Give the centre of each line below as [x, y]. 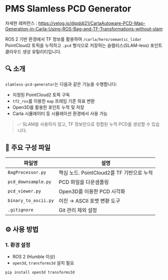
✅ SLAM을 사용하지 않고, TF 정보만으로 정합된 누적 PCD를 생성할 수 [84, 124]
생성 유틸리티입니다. [42, 51]
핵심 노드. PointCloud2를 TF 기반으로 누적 [106, 172]
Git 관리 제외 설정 [78, 210]
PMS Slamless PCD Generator [68, 9]
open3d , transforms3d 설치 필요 [43, 263]
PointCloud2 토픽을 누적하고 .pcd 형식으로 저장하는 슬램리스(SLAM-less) [77, 45]
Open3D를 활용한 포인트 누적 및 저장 [48, 107]
